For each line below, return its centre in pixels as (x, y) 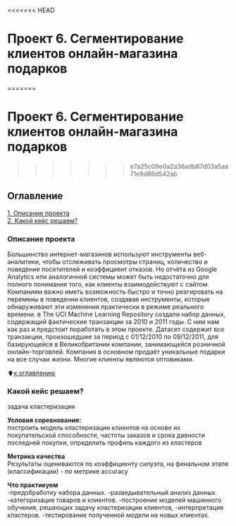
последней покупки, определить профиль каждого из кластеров (105, 443)
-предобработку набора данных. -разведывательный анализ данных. (112, 493)
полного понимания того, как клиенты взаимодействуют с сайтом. (108, 284)
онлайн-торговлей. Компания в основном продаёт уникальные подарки (116, 352)
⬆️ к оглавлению (31, 373)
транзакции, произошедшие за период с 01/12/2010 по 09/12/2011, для (113, 336)
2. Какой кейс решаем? (43, 220)
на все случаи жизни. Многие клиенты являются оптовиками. (101, 359)
